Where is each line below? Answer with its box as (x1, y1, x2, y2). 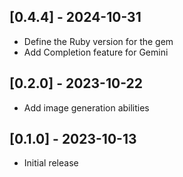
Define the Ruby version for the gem (23, 35, 174, 47)
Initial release (23, 157, 79, 169)
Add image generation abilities (23, 101, 150, 114)
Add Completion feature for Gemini (23, 46, 169, 58)
